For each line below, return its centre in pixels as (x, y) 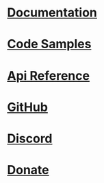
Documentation (52, 13)
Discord (30, 138)
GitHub (27, 107)
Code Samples (49, 44)
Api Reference (49, 75)
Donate (28, 170)
